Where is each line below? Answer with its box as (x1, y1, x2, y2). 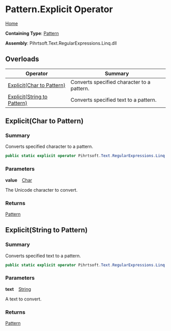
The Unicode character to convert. (5, 187, 78, 193)
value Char (5, 177, 32, 183)
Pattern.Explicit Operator (5, 4, 113, 15)
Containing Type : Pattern (5, 30, 59, 36)
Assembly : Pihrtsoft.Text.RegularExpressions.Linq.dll (5, 40, 117, 46)
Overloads (5, 55, 39, 64)
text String (5, 286, 32, 292)
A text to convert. (5, 296, 42, 302)
